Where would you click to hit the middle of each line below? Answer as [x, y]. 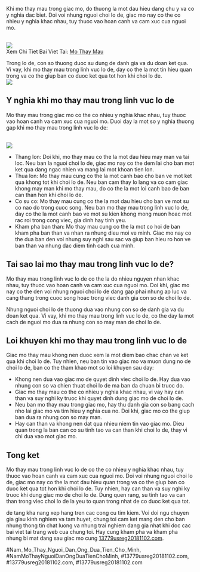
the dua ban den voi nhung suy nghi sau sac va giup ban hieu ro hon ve [103, 239]
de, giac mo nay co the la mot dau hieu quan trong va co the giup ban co [96, 482]
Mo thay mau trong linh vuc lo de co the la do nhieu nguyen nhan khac [93, 279]
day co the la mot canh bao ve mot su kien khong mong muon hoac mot [103, 214]
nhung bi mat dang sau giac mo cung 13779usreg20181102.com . [85, 538]
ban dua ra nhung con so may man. [59, 417]
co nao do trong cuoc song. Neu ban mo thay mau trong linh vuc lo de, [102, 207]
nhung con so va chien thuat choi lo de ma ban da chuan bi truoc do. [99, 386]
